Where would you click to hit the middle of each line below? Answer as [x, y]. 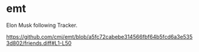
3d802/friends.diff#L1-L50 [39, 43]
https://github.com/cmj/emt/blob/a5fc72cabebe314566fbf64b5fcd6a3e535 [99, 36]
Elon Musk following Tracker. [42, 25]
